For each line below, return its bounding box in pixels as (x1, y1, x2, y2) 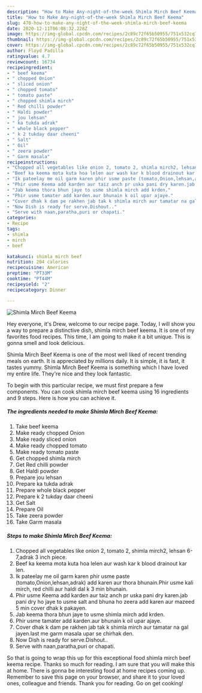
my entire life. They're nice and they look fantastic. (7, 370, 132, 377)
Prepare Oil (15, 506, 44, 513)
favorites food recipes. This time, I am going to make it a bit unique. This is (7, 333, 191, 340)
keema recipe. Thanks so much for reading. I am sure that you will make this (7, 661, 195, 668)
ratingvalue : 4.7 (7, 53, 50, 59)
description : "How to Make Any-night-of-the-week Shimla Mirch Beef (7, 8, 182, 15)
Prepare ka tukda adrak (15, 480, 74, 488)
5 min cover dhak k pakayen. (15, 604, 87, 612)
